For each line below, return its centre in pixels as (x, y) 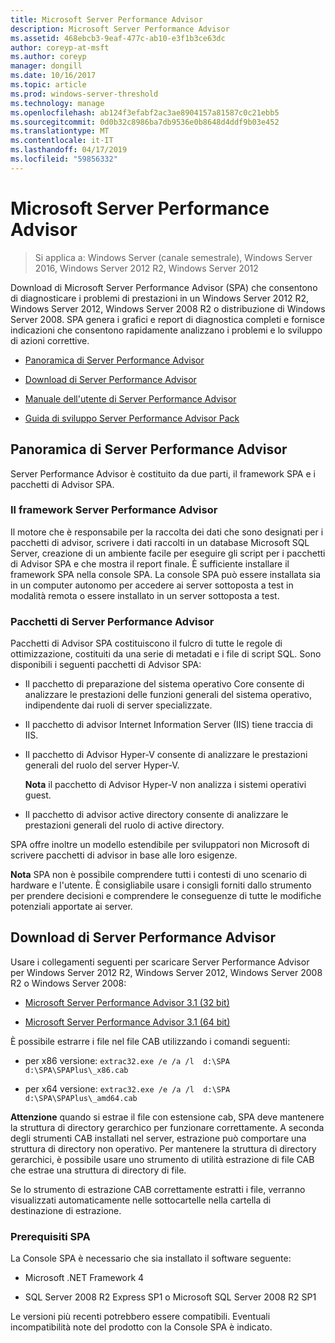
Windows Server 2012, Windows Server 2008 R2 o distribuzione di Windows (168, 308)
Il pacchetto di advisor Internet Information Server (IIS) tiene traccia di (168, 725)
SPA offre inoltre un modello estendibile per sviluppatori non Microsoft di (160, 845)
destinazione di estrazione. (66, 1210)
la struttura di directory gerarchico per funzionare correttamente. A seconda (167, 1127)
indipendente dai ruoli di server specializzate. (118, 705)
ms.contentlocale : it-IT (62, 141)
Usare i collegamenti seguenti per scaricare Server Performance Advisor (160, 962)
